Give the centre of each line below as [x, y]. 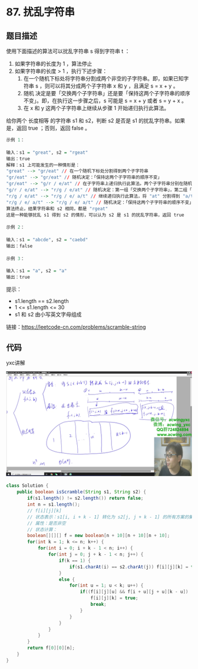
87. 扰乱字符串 [41, 12]
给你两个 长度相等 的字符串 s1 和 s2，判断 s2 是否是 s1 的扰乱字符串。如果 [96, 121]
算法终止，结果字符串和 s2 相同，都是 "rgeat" [57, 209]
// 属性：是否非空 [47, 523]
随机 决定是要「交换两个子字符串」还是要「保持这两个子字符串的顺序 [107, 93]
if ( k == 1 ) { [75, 560]
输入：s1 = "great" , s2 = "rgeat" [47, 152]
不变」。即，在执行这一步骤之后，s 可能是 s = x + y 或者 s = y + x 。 [105, 101]
